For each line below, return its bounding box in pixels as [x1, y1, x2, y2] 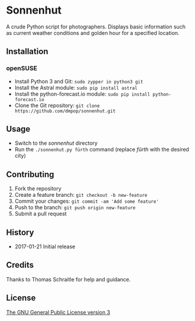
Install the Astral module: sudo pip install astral [14, 84, 138, 91]
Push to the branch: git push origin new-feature [14, 204, 136, 211]
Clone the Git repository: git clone [14, 102, 100, 109]
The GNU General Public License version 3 [6, 309, 110, 316]
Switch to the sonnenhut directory [14, 140, 98, 147]
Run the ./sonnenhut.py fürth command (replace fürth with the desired [14, 146, 189, 153]
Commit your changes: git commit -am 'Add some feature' [14, 197, 160, 205]
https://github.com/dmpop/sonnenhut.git [14, 108, 116, 114]
